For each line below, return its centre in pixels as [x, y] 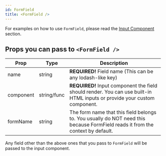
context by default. [91, 131]
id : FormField [20, 10]
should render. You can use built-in [111, 92]
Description [114, 63]
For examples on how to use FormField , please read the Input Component [80, 28]
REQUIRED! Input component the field [113, 86]
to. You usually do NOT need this [107, 118]
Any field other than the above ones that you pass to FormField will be [76, 143]
